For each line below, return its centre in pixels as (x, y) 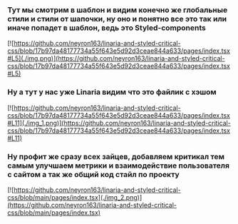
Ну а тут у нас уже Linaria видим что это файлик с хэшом (112, 92)
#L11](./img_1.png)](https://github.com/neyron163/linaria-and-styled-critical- (119, 123)
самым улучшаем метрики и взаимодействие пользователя (119, 166)
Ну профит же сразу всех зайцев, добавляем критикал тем (116, 156)
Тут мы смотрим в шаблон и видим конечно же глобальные (118, 10)
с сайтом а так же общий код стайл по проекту (93, 174)
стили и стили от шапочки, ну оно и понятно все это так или (117, 19)
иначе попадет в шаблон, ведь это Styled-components (107, 28)
